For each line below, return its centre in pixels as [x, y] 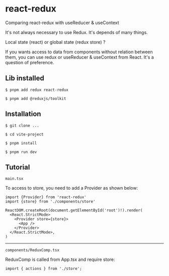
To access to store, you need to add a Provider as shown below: [72, 188]
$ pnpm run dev [21, 152]
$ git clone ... [22, 125]
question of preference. [30, 62]
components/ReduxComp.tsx [32, 250]
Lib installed [25, 78]
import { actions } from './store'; [44, 269]
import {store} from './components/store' [50, 202]
